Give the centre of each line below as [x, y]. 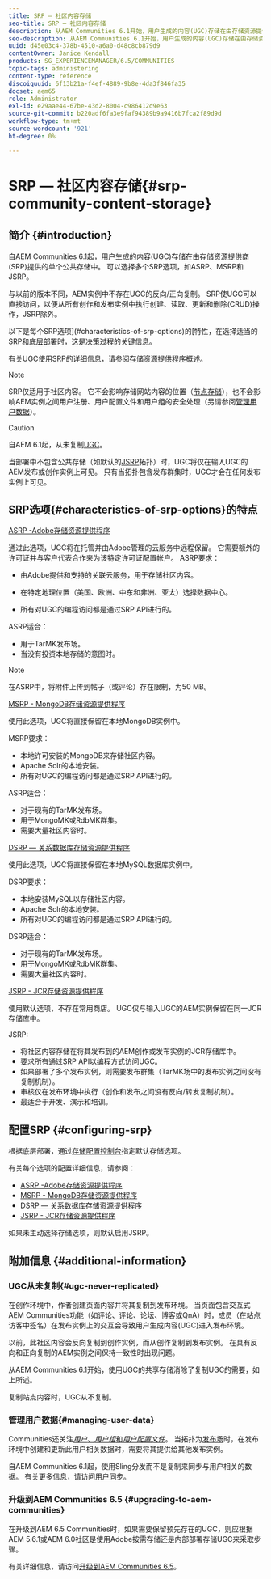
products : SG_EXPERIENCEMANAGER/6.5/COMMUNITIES [92, 61]
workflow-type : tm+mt [45, 121]
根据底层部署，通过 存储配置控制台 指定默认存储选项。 [97, 1151]
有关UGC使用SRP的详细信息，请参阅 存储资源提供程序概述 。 [108, 358]
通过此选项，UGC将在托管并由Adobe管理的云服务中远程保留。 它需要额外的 [134, 548]
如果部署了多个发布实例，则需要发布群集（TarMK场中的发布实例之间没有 [141, 1072]
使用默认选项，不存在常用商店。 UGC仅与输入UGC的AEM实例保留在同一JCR [135, 1009]
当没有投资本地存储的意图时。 [69, 654]
